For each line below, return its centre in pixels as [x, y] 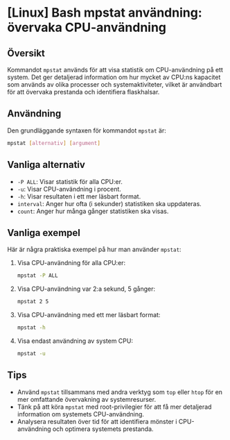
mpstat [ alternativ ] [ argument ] [54, 143]
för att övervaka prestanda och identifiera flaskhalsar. [83, 92]
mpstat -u [32, 353]
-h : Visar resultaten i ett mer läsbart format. [79, 196]
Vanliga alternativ [46, 165]
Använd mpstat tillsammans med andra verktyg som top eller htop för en [120, 392]
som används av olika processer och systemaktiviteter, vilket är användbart [115, 84]
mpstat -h [32, 328]
